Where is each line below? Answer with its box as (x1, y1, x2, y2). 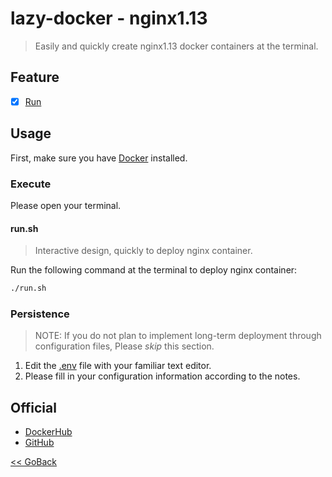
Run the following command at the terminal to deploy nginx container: (10, 264, 298, 276)
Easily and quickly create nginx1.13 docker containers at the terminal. (34, 40, 319, 52)
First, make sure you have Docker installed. (10, 152, 188, 164)
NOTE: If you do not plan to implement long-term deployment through (34, 330, 322, 342)
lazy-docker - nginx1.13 (10, 7, 208, 30)
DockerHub (24, 426, 73, 438)
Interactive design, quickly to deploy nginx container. (34, 245, 253, 257)
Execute (10, 177, 52, 191)
